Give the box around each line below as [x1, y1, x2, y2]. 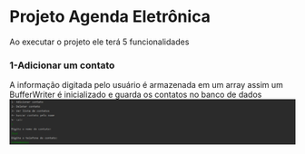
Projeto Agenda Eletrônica [9, 6, 212, 27]
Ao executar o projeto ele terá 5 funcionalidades [9, 36, 190, 47]
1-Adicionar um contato [9, 59, 115, 72]
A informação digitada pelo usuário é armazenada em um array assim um [9, 80, 284, 91]
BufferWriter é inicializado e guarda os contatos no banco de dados [9, 89, 262, 101]
